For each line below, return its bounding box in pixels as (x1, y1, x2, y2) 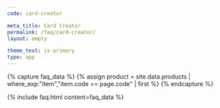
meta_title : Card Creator (7, 22, 81, 29)
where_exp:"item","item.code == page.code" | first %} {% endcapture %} (7, 80, 214, 87)
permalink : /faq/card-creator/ (7, 29, 96, 36)
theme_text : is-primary (7, 47, 75, 55)
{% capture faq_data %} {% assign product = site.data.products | (7, 72, 191, 81)
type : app (7, 54, 36, 61)
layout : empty (7, 35, 48, 42)
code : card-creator (7, 10, 63, 17)
